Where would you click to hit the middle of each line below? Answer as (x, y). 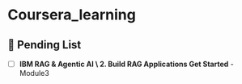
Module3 (34, 73)
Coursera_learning (72, 15)
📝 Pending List (45, 45)
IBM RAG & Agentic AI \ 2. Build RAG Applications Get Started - (126, 64)
